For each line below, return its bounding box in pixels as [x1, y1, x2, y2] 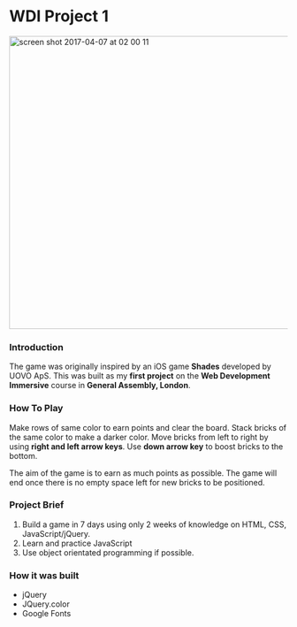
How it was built [9, 569, 80, 581]
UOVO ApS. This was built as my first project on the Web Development [9, 371, 271, 381]
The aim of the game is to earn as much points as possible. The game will [9, 467, 278, 478]
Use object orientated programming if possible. [21, 547, 194, 558]
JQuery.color [21, 599, 71, 609]
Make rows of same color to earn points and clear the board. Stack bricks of [9, 422, 287, 432]
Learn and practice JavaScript [21, 538, 133, 548]
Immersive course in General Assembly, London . [9, 380, 191, 391]
